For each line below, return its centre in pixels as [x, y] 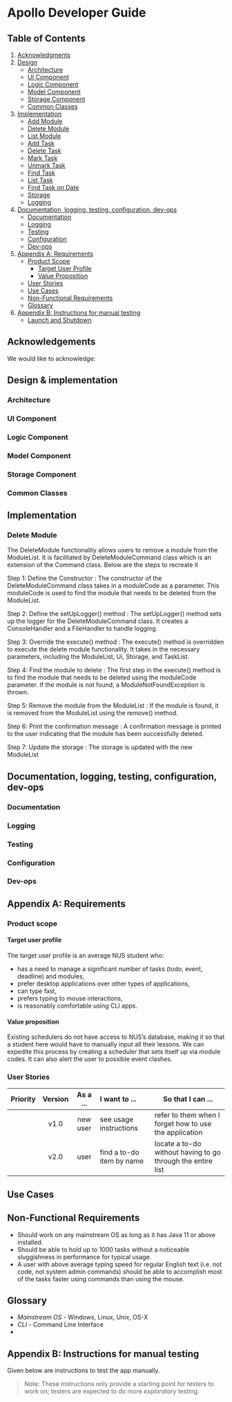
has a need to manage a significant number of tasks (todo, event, [110, 969]
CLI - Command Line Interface [60, 1324]
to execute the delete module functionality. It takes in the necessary [104, 649]
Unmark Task [46, 165]
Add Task [41, 143]
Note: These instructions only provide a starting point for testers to [119, 1384]
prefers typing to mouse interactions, [70, 998]
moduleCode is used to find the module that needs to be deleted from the [112, 593]
